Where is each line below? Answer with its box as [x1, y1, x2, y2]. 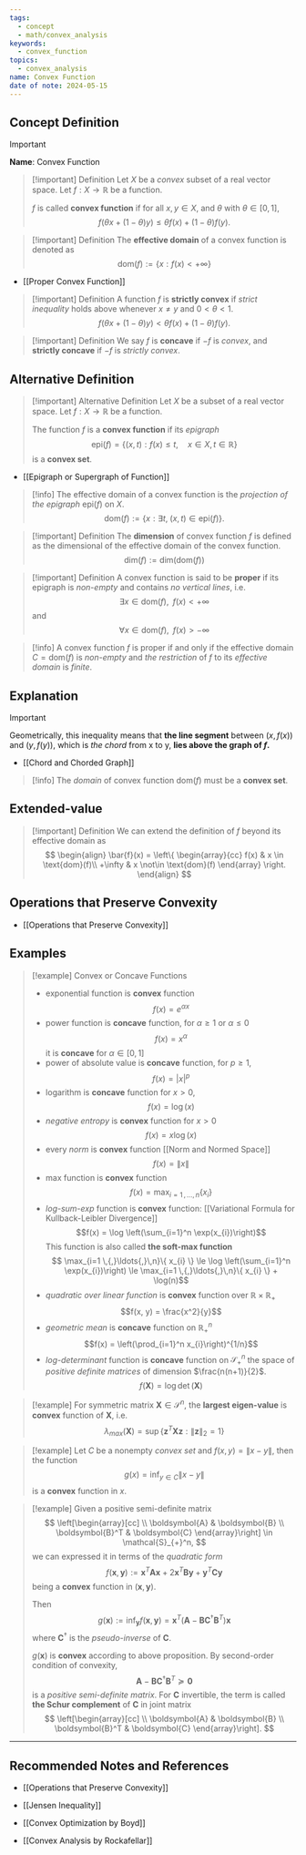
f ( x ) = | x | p [151, 1071, 190, 1084]
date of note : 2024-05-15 [9, 81, 107, 90]
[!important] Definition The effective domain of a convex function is [31, 234, 287, 246]
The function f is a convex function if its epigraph [31, 425, 220, 436]
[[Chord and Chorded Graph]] [22, 757, 135, 768]
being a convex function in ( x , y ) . [31, 1581, 157, 1592]
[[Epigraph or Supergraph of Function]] [22, 471, 170, 483]
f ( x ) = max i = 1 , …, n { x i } [129, 1186, 213, 1200]
